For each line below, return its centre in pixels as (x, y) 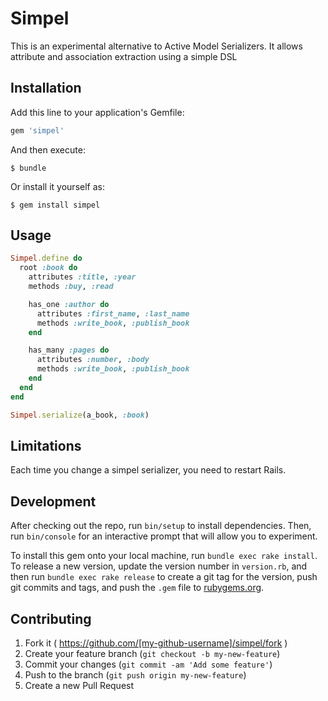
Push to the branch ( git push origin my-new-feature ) (135, 675)
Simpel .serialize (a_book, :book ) (80, 415)
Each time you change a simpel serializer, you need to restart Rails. (148, 470)
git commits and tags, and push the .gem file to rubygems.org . (137, 588)
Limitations (46, 445)
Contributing (51, 618)
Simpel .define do (46, 258)
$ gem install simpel (55, 205)
